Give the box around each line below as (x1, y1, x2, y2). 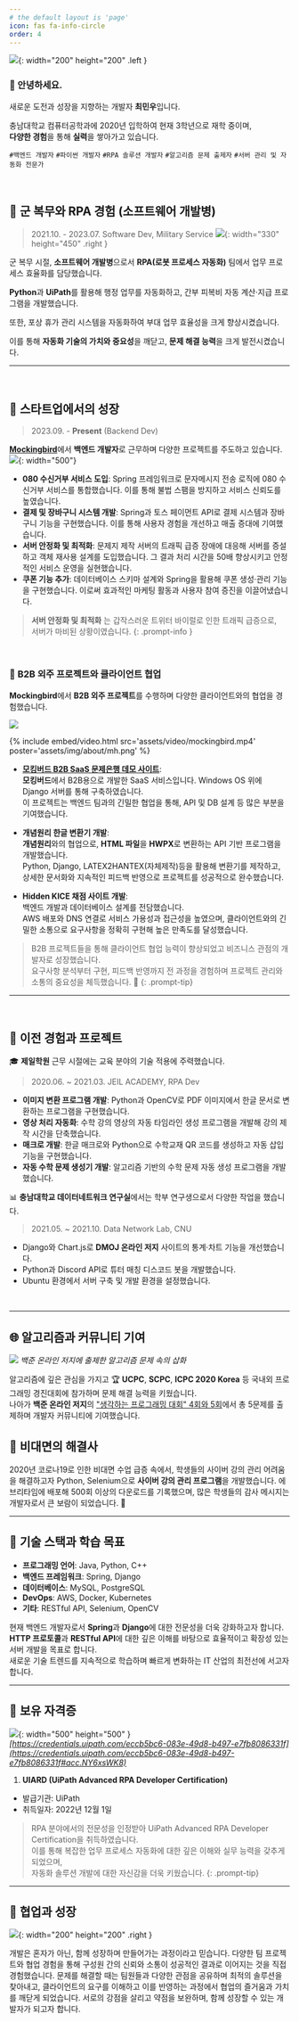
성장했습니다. (54, 954, 101, 965)
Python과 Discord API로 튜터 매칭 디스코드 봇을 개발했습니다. (21, 1264, 237, 1275)
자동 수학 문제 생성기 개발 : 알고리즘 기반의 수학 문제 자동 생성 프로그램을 (21, 1162, 270, 1172)
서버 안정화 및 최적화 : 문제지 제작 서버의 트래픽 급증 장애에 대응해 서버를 (21, 540, 271, 551)
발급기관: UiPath (21, 1793, 80, 1804)
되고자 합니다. (32, 2003, 81, 2015)
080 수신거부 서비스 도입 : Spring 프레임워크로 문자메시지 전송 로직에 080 (21, 473, 278, 484)
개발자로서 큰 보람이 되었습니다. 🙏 (9, 1498, 126, 1508)
